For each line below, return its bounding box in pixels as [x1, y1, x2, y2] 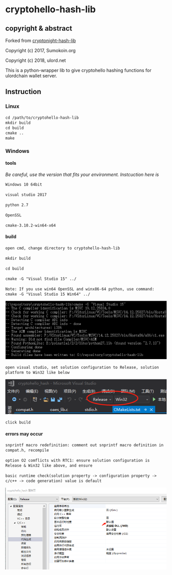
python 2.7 [5, 202, 29, 208]
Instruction [5, 87, 41, 96]
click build [5, 420, 31, 425]
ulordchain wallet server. [5, 73, 57, 79]
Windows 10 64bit [5, 182, 42, 187]
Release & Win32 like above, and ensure [5, 463, 93, 469]
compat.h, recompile [5, 448, 50, 453]
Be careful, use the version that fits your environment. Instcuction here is [5, 171, 159, 178]
